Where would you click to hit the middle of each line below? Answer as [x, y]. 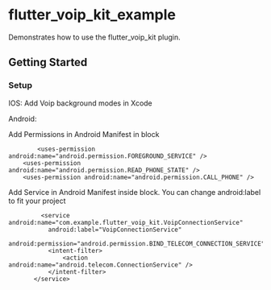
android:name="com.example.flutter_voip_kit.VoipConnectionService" [126, 222]
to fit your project [37, 201]
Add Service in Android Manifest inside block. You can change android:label [135, 192]
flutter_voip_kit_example [92, 15]
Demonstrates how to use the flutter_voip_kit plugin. [95, 37]
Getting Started [48, 62]
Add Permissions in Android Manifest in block [84, 134]
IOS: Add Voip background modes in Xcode [81, 103]
